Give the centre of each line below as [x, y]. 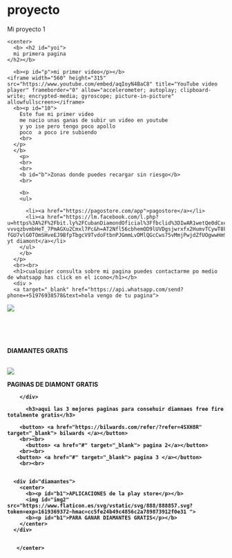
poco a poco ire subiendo [58, 132]
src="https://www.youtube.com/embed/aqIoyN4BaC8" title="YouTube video [112, 84]
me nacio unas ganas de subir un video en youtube [94, 120]
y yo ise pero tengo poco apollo [68, 126]
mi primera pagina [40, 54]
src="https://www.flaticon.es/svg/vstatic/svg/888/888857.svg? [100, 506]
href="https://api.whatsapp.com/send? [128, 289]
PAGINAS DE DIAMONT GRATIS [53, 384]
